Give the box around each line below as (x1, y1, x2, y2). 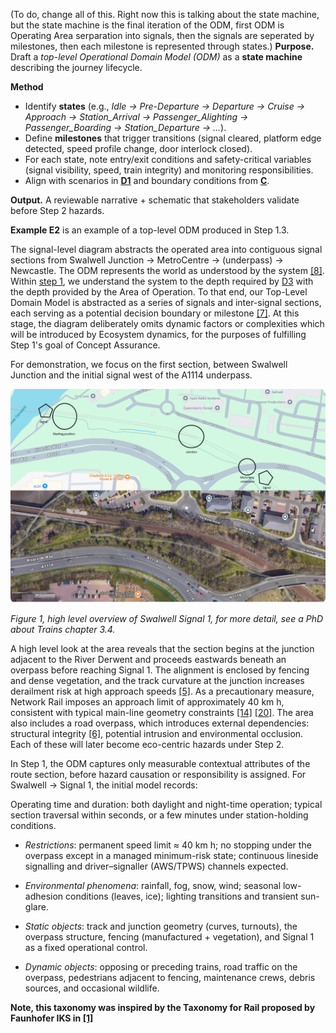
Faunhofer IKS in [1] (10, 1012, 94, 1024)
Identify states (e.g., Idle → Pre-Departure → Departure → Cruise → (24, 100, 306, 112)
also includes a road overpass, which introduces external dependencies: (10, 717, 310, 729)
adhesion (24, 890, 64, 902)
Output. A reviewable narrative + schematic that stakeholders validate (10, 194, 300, 206)
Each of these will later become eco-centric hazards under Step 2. (10, 738, 285, 750)
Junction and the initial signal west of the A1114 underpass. (10, 369, 253, 381)
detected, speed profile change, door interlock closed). (24, 143, 253, 154)
